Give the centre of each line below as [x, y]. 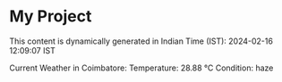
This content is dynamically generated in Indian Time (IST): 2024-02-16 [141, 41]
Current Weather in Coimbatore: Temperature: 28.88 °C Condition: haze [141, 68]
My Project [51, 16]
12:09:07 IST [32, 50]
